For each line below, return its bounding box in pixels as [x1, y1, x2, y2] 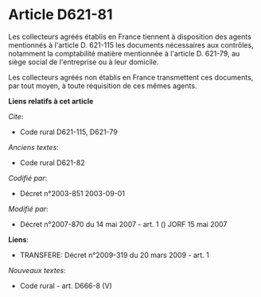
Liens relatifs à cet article [8, 96, 94, 106]
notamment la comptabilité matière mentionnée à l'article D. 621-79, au [8, 48, 240, 58]
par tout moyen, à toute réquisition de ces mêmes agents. [8, 81, 197, 91]
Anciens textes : [8, 142, 60, 152]
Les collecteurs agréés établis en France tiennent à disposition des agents [8, 32, 252, 41]
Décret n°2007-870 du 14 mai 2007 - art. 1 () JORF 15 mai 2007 [19, 219, 228, 229]
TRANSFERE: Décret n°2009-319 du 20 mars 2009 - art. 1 [19, 250, 209, 260]
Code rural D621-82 [19, 157, 85, 168]
